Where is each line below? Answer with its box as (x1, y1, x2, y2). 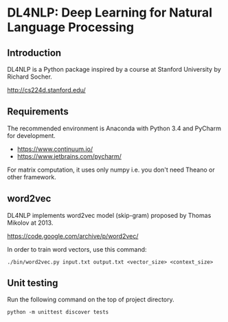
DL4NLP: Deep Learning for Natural (7, 5, 213, 21)
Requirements (7, 105, 69, 118)
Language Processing (7, 19, 135, 35)
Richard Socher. (7, 72, 53, 81)
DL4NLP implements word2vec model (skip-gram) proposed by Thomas (7, 211, 212, 219)
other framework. (7, 172, 56, 181)
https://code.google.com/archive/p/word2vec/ (7, 232, 139, 240)
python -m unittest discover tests (7, 309, 109, 316)
